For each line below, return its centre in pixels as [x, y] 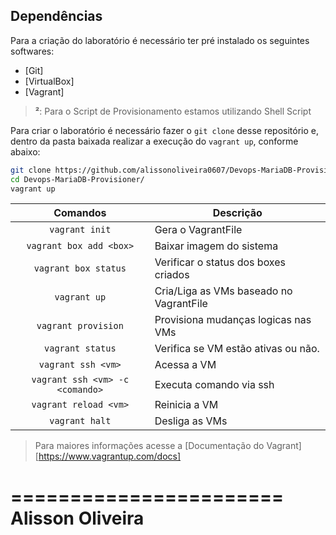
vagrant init [80, 230]
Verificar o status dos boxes [220, 262]
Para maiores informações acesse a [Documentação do [149, 446]
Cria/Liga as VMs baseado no [223, 291]
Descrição [237, 213]
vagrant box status [80, 268]
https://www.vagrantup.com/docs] [110, 456]
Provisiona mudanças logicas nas [233, 320]
